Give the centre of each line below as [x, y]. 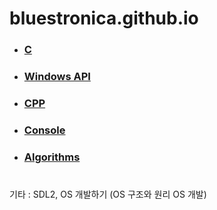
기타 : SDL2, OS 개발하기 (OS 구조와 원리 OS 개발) [108, 194]
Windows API [57, 77]
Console [44, 130]
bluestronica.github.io [104, 18]
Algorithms [52, 157]
